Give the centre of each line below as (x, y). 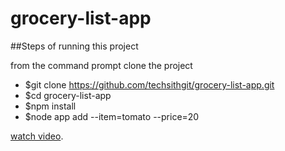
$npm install (50, 106)
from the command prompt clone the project (101, 65)
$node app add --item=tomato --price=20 (112, 116)
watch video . (37, 136)
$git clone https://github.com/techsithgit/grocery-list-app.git (149, 84)
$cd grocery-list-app (68, 95)
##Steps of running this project (74, 46)
